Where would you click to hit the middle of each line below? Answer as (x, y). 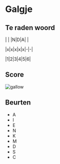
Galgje (19, 9)
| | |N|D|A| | (17, 39)
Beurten (18, 103)
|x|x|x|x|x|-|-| (19, 49)
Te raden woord (30, 28)
